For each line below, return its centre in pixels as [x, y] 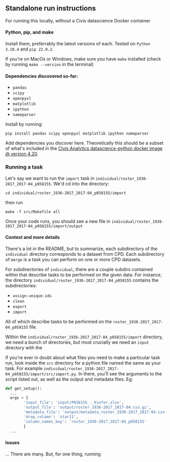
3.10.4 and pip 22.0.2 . [30, 49]
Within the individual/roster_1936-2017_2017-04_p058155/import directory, [84, 337]
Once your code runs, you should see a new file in [58, 221]
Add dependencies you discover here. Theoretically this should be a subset [84, 143]
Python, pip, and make [30, 32]
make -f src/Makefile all [33, 212]
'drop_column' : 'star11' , [51, 417]
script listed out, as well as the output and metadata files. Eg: [69, 379]
